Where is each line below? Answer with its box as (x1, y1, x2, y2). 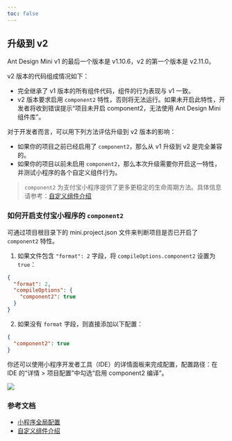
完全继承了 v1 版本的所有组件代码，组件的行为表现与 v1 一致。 (17, 87, 194, 95)
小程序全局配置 (17, 417, 60, 426)
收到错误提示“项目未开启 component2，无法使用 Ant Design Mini (35, 104, 221, 113)
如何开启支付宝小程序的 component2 (7, 211, 124, 221)
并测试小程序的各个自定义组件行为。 (17, 168, 122, 177)
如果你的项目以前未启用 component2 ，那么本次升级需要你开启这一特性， (17, 160, 221, 168)
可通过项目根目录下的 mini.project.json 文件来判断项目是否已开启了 (7, 228, 198, 236)
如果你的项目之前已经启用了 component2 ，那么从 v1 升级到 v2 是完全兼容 (17, 142, 223, 151)
